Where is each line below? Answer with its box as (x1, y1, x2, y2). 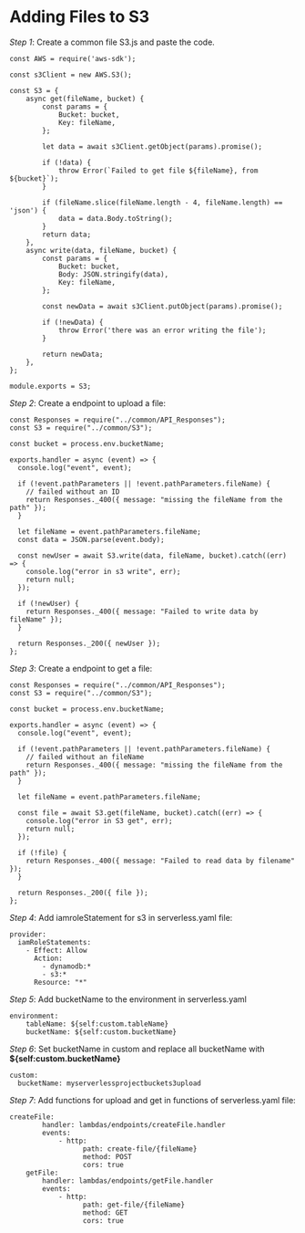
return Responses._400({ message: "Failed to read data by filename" (25, 856, 296, 865)
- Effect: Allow (25, 946, 88, 955)
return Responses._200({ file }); (17, 888, 148, 897)
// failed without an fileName (25, 752, 145, 761)
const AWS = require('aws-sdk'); (9, 54, 137, 63)
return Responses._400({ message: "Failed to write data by (25, 607, 259, 616)
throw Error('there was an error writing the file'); (57, 326, 267, 335)
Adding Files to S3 (9, 6, 150, 27)
